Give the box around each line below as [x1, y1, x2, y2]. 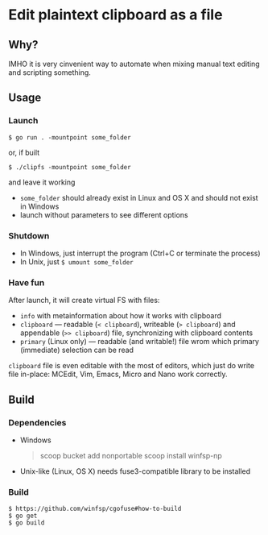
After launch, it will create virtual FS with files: [8, 296, 160, 305]
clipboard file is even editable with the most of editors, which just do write [8, 361, 255, 371]
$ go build [8, 519, 45, 527]
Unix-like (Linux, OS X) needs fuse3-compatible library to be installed [19, 466, 251, 476]
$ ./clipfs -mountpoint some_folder [8, 163, 131, 171]
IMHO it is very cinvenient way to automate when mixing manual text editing [8, 59, 260, 68]
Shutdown [8, 230, 50, 241]
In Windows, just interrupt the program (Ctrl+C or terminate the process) [19, 248, 261, 258]
